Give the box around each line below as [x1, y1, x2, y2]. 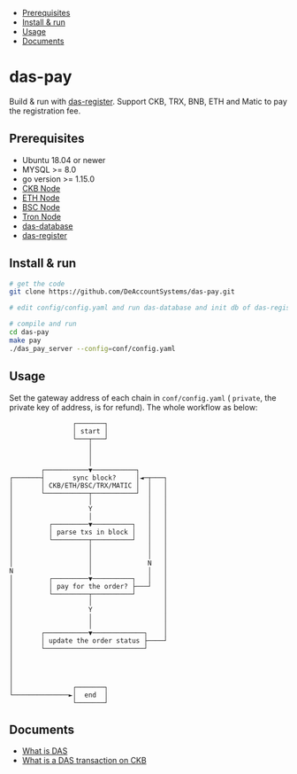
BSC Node [21, 201, 60, 212]
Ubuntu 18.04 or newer [21, 154, 106, 165]
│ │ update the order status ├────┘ [9, 636, 168, 645]
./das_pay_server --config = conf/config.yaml [9, 344, 176, 353]
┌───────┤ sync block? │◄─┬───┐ [9, 473, 168, 482]
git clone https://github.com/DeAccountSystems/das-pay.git [9, 287, 236, 296]
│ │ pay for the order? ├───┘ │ [9, 582, 168, 590]
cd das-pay [9, 328, 49, 337]
